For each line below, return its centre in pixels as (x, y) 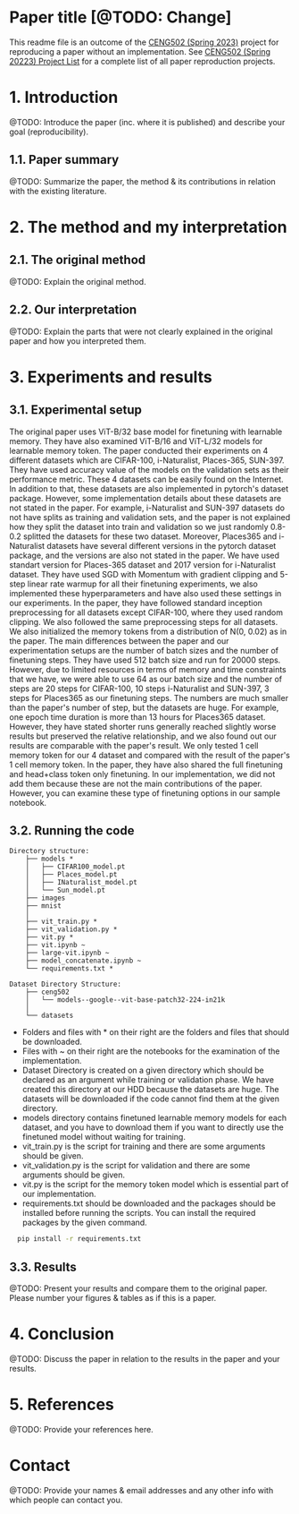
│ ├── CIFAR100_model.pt (75, 867)
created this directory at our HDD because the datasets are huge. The (150, 1090)
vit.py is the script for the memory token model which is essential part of (155, 1185)
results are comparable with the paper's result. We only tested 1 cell (134, 745)
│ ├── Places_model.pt (71, 875)
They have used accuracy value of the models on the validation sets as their (149, 469)
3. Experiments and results (111, 376)
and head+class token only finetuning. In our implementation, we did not (142, 774)
